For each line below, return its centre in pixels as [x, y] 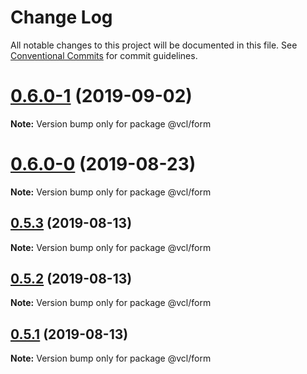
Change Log [61, 17]
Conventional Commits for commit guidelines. [104, 55]
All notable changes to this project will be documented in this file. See [154, 45]
